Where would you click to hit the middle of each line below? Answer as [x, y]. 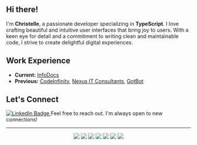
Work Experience [38, 61]
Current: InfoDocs [37, 75]
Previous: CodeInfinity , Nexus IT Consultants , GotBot [79, 81]
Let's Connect [32, 100]
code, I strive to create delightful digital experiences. [69, 42]
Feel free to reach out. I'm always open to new [107, 113]
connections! [22, 120]
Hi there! [22, 10]
